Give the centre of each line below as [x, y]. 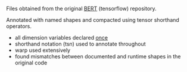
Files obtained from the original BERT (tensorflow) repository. [81, 9]
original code [31, 63]
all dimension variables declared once [61, 37]
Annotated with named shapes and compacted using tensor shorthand [93, 20]
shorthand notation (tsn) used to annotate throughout [80, 44]
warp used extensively [42, 50]
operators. [19, 26]
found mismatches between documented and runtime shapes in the [98, 56]
